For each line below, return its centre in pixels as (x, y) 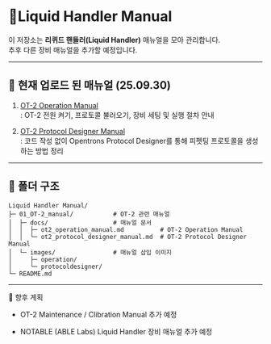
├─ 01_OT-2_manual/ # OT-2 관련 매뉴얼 (89, 214)
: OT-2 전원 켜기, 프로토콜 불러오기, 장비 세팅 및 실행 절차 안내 (117, 115)
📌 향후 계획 (26, 297)
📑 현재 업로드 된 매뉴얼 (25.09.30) (90, 85)
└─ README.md (30, 274)
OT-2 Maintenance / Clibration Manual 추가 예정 (98, 314)
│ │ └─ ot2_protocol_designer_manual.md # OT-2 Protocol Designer (128, 237)
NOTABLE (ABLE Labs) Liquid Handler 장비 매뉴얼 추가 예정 (116, 331)
